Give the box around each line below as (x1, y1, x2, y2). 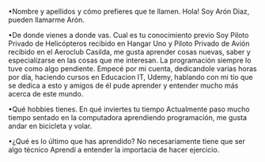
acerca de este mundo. (8, 89, 84, 98)
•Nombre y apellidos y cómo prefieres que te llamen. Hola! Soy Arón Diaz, (8, 7, 250, 16)
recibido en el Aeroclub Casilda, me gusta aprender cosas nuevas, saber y (8, 47, 251, 56)
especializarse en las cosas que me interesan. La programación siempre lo (8, 55, 252, 65)
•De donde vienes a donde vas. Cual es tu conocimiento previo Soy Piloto (8, 31, 249, 40)
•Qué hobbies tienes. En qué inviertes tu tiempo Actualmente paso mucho (8, 104, 251, 114)
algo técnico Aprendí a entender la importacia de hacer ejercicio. (8, 145, 220, 154)
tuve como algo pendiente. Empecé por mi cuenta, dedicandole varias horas (8, 64, 257, 73)
